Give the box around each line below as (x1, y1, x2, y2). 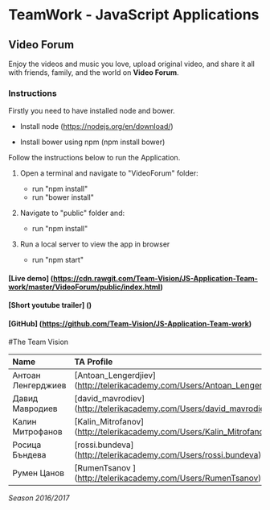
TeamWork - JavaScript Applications (8, 6, 260, 24)
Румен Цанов (12, 467, 65, 479)
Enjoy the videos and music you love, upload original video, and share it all (8, 59, 256, 68)
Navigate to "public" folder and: (19, 208, 125, 218)
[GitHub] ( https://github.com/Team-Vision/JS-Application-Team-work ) (8, 319, 252, 329)
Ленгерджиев (12, 379, 67, 391)
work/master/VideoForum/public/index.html (8, 282, 161, 292)
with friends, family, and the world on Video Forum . (8, 68, 179, 77)
